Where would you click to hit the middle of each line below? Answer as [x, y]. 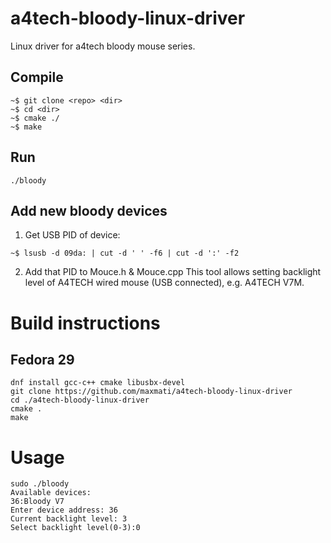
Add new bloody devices [89, 210]
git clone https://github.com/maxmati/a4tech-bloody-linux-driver [151, 392]
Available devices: [51, 493]
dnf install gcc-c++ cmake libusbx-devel [98, 383]
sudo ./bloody [40, 484]
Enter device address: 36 [64, 510]
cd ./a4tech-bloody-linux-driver [80, 400]
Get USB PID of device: [72, 235]
